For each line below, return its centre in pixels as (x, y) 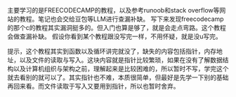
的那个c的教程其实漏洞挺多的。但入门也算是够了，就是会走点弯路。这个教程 (117, 28)
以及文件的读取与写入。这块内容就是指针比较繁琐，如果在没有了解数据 (121, 60)
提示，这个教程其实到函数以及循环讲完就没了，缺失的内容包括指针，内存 (112, 51)
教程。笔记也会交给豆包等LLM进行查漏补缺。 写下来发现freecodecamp (122, 19)
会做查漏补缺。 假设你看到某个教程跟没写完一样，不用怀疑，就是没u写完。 (115, 36)
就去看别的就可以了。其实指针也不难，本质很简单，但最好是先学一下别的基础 (118, 77)
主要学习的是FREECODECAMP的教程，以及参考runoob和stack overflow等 (113, 10)
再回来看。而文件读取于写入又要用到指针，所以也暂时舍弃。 (93, 86)
